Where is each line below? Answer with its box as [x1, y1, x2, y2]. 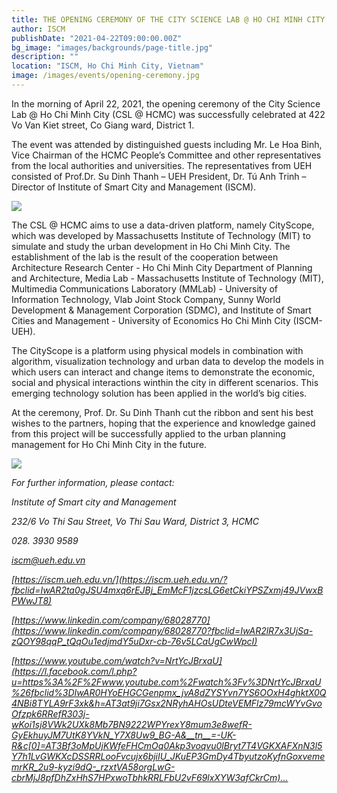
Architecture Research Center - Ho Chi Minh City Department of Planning [11, 261, 313, 273]
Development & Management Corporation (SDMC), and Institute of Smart [11, 304, 312, 316]
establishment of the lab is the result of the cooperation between [11, 251, 279, 263]
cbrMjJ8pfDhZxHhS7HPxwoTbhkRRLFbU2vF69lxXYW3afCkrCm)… [11, 771, 289, 783]
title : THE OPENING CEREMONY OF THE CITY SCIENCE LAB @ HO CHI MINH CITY [11, 14, 326, 25]
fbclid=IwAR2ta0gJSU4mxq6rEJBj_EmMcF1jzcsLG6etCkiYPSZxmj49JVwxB [11, 584, 324, 596]
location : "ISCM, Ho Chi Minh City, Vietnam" [11, 61, 204, 71]
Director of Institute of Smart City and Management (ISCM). [11, 181, 257, 193]
